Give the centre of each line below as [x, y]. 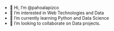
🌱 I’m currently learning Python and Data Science [59, 18]
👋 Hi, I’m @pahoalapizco [34, 8]
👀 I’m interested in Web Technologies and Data [57, 13]
